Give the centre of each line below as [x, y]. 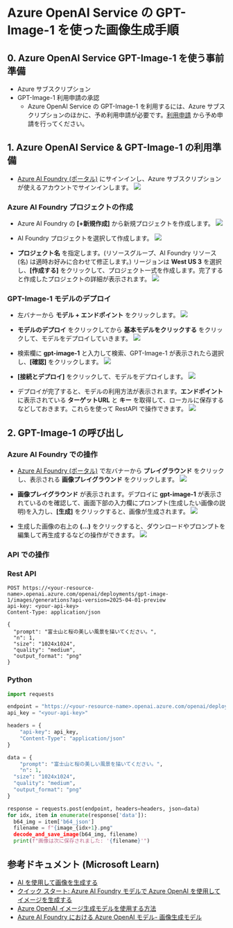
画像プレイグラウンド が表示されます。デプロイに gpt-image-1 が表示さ [120, 494]
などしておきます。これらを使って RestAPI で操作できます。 [102, 409]
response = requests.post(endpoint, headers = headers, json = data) [103, 809]
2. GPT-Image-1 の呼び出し [66, 433]
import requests [31, 694]
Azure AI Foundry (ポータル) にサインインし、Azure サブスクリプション [119, 178]
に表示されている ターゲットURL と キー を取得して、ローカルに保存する [120, 400]
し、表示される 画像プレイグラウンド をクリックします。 [98, 480]
